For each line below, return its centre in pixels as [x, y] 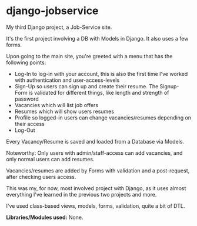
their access [30, 124]
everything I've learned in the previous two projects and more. [81, 194]
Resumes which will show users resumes [64, 111]
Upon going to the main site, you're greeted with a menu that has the [89, 56]
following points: [26, 62]
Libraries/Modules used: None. [45, 217]
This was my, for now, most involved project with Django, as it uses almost [96, 188]
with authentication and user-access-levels [67, 80]
